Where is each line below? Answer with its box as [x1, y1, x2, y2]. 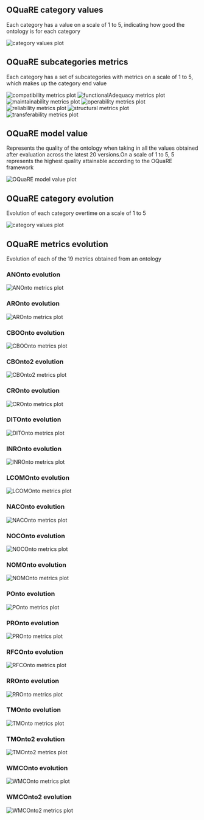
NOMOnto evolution [6, 560, 67, 569]
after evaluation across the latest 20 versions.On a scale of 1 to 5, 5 [6, 151, 175, 158]
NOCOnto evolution [6, 531, 65, 540]
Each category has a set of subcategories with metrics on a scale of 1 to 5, [6, 73, 194, 80]
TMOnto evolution [6, 706, 61, 714]
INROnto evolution [6, 444, 62, 453]
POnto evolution [6, 590, 55, 598]
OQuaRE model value [6, 128, 88, 139]
